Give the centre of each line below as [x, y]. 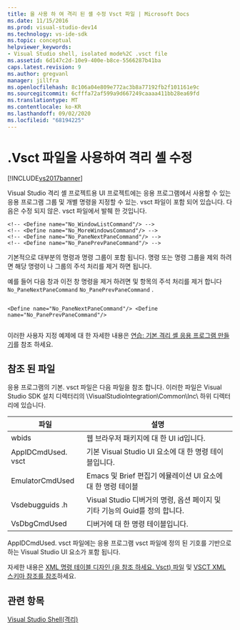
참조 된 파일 [31, 369]
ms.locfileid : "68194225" [46, 120]
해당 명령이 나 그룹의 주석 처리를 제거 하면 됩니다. [83, 266]
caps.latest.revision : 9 [44, 67]
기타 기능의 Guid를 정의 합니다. [135, 511]
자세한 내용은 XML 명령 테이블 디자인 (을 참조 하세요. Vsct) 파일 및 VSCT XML [117, 567]
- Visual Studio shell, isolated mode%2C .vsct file [87, 54]
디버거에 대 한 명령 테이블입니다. [137, 524]
